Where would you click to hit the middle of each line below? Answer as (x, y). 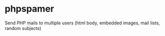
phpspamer (30, 9)
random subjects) (23, 28)
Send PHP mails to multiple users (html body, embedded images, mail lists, (82, 23)
